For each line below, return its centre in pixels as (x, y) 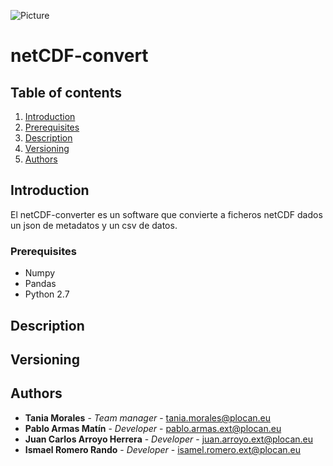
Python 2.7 (47, 294)
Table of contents (66, 92)
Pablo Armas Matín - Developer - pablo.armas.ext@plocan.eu (153, 428)
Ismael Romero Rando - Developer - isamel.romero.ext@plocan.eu (162, 449)
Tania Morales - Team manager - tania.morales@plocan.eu (147, 417)
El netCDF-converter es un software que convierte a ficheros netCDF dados (166, 214)
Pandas (40, 284)
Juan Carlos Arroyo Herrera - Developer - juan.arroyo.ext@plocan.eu (169, 439)
